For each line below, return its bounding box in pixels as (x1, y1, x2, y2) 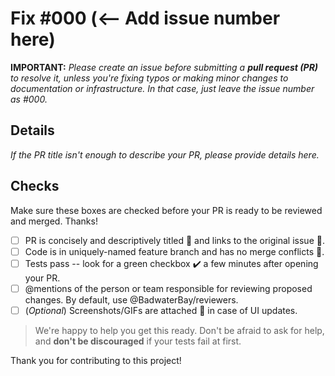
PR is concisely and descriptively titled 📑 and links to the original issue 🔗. (24, 234, 325, 246)
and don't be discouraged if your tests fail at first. (34, 335, 242, 347)
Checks (10, 178, 60, 195)
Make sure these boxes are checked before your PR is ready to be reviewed (10, 204, 323, 216)
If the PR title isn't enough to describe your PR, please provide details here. (10, 148, 320, 161)
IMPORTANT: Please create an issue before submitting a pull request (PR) (10, 61, 319, 73)
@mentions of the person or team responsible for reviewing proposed (24, 282, 313, 294)
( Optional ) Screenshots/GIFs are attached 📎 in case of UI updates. (24, 304, 298, 316)
